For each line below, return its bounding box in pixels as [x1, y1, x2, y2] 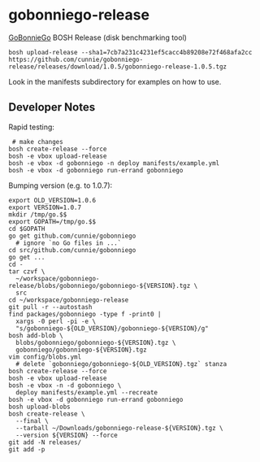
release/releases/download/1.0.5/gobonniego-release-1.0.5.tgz [8, 63, 227, 71]
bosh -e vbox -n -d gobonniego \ [8, 381, 122, 390]
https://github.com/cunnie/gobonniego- [8, 55, 144, 63]
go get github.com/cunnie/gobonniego [8, 232, 136, 240]
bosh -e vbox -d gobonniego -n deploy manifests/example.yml [8, 159, 220, 168]
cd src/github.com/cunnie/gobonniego [8, 246, 136, 254]
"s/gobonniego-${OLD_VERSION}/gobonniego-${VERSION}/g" [15, 324, 209, 333]
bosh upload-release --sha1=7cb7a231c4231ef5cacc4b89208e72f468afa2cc [8, 48, 253, 56]
